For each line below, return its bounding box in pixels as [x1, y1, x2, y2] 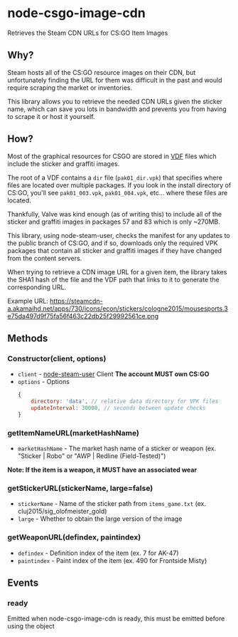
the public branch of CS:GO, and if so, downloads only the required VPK [7, 239, 218, 247]
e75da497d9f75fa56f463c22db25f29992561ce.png [7, 311, 159, 320]
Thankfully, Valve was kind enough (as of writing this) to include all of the [7, 209, 222, 218]
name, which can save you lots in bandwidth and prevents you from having [7, 105, 227, 113]
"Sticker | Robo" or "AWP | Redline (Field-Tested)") [17, 452, 166, 460]
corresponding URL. [7, 283, 66, 291]
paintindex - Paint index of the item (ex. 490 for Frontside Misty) [17, 556, 207, 564]
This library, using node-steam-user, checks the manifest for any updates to [7, 231, 231, 239]
